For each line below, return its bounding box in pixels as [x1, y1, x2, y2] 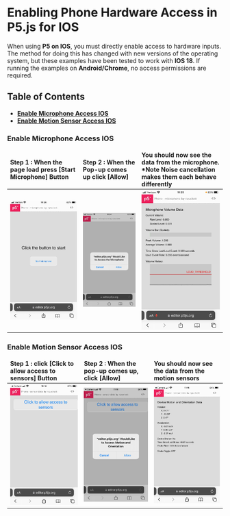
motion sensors [153, 373, 200, 382]
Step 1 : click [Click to [10, 359, 74, 367]
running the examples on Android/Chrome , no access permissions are [7, 64, 207, 72]
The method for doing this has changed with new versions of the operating [7, 49, 218, 58]
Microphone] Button [10, 173, 69, 181]
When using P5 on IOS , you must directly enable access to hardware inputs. [7, 42, 222, 50]
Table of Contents [7, 91, 86, 103]
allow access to [10, 367, 56, 375]
